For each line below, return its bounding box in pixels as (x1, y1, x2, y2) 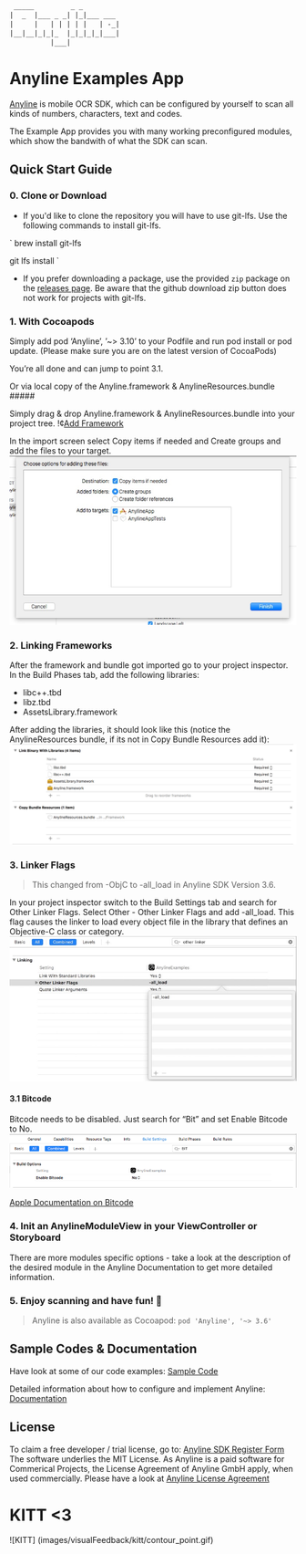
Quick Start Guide (9, 162, 113, 178)
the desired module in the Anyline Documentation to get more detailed (9, 1261, 273, 1273)
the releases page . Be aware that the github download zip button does (22, 282, 287, 293)
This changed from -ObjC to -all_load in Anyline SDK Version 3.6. (31, 880, 276, 891)
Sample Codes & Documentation (9, 1341, 198, 1357)
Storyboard (9, 1231, 61, 1244)
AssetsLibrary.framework (22, 706, 118, 717)
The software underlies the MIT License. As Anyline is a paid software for (9, 1453, 285, 1465)
